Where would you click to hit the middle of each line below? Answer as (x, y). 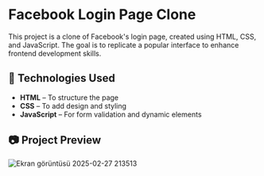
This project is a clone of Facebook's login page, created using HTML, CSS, (132, 36)
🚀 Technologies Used (62, 78)
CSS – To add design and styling (73, 105)
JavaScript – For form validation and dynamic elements (111, 114)
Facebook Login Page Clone (102, 15)
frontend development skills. (55, 53)
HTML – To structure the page (69, 98)
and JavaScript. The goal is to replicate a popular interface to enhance (124, 44)
